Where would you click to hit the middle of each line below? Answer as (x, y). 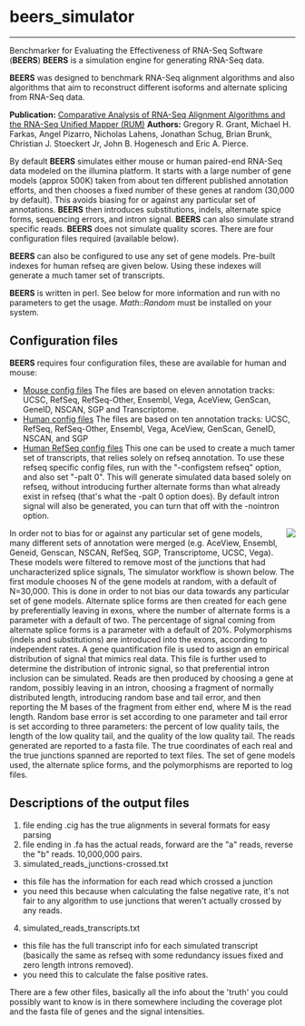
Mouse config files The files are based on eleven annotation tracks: (148, 390)
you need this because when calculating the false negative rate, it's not (156, 891)
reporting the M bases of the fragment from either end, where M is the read (151, 707)
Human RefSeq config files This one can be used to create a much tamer (159, 448)
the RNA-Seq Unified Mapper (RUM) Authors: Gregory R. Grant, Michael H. (150, 124)
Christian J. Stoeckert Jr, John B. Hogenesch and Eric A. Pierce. (129, 144)
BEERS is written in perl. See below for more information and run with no (145, 293)
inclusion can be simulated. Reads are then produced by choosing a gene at (152, 678)
